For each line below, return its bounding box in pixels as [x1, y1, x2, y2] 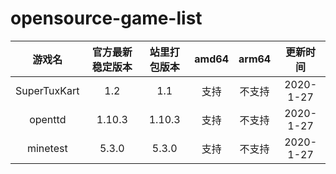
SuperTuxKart [15, 83, 80, 97]
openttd [29, 112, 67, 126]
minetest [26, 141, 68, 155]
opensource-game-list [10, 7, 203, 30]
